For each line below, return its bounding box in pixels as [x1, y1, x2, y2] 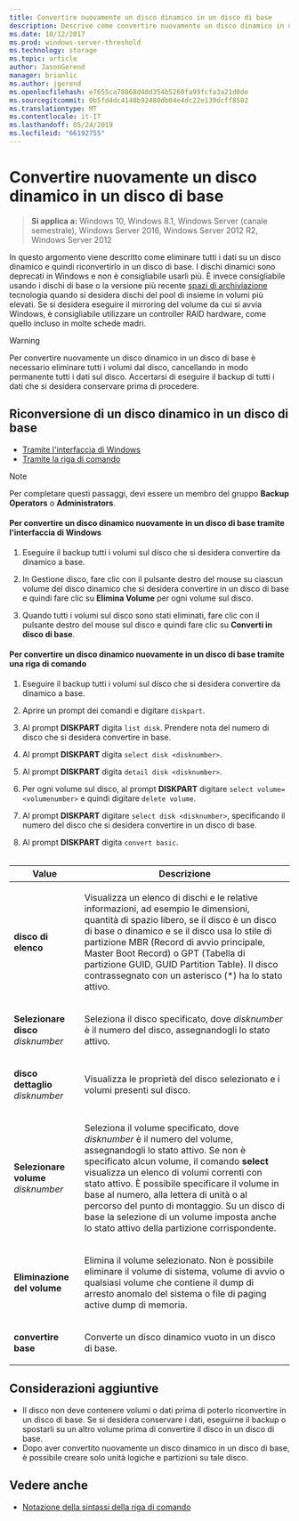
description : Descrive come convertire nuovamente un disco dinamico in [9, 21, 285, 30]
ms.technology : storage [9, 46, 98, 55]
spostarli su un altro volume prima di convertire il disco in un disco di [21, 1423, 275, 1434]
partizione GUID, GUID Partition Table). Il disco [84, 959, 279, 971]
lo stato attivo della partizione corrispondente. [84, 1222, 277, 1234]
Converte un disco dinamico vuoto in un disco [84, 1331, 276, 1344]
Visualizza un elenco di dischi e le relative [84, 892, 258, 904]
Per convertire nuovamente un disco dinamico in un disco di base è [9, 352, 256, 363]
